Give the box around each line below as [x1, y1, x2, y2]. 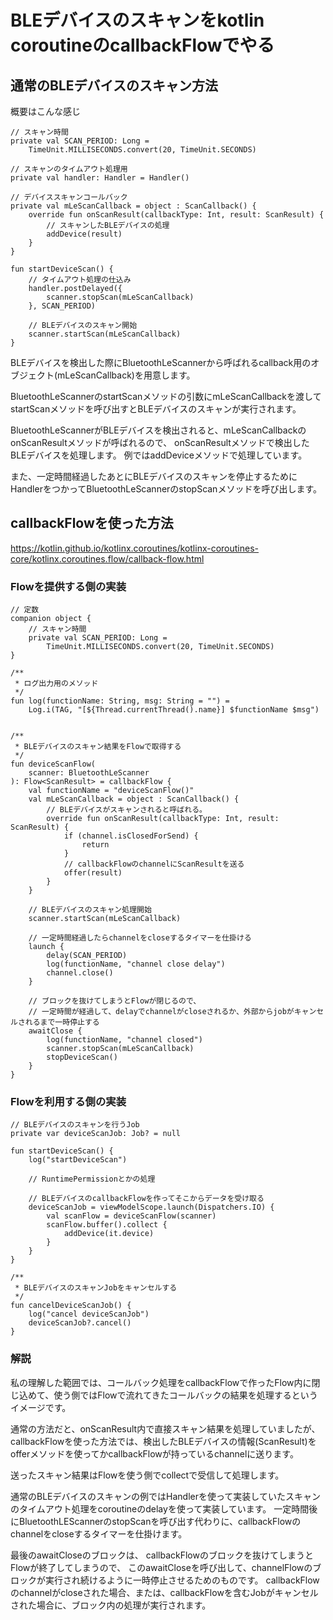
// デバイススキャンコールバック [10, 192, 128, 202]
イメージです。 [10, 1401, 72, 1413]
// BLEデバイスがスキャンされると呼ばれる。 [46, 805, 207, 815]
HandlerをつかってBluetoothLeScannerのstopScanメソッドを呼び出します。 [10, 483, 322, 495]
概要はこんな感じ [10, 106, 81, 117]
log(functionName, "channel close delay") [46, 959, 226, 970]
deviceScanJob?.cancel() [28, 1318, 132, 1328]
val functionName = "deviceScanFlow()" [28, 786, 195, 796]
